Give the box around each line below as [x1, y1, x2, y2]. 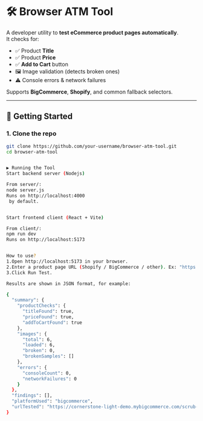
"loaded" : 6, [22, 342, 56, 348]
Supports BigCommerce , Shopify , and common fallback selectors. [6, 88, 173, 95]
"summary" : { [11, 297, 45, 303]
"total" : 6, [22, 336, 53, 342]
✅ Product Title [14, 47, 54, 54]
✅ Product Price [14, 54, 56, 61]
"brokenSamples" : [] [22, 353, 74, 359]
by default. [8, 198, 39, 204]
